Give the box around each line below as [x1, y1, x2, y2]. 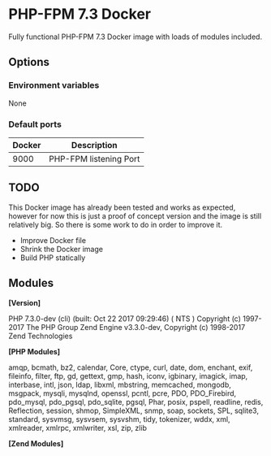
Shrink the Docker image [19, 244, 104, 254]
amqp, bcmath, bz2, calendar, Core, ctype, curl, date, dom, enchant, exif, [8, 363, 253, 372]
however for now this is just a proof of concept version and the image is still [8, 211, 262, 220]
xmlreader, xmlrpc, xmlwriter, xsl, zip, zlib [8, 423, 148, 432]
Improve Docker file [19, 235, 87, 245]
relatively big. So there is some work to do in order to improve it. [8, 219, 223, 229]
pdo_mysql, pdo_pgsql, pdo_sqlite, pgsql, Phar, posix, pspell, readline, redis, [8, 397, 264, 406]
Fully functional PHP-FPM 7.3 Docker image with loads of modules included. [8, 32, 262, 41]
